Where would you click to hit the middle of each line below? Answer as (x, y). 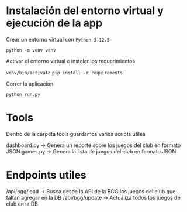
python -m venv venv (31, 50)
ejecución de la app (54, 23)
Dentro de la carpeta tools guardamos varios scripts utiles (76, 134)
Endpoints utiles (46, 175)
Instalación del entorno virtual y (85, 11)
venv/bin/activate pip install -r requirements (64, 73)
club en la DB (22, 204)
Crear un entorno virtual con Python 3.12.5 (58, 39)
